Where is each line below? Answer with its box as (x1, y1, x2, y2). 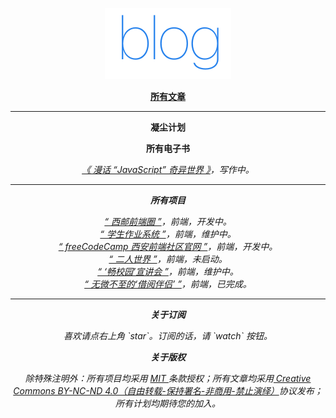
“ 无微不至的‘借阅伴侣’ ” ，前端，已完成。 (84, 278, 252, 290)
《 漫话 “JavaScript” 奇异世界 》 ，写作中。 (81, 164, 255, 175)
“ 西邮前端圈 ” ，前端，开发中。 (104, 216, 232, 227)
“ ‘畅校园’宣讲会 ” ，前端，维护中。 (97, 266, 239, 277)
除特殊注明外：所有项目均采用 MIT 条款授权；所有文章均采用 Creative (24, 373, 312, 384)
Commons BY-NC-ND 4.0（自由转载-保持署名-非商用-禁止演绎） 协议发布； (13, 385, 323, 397)
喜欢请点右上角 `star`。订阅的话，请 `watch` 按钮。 (63, 330, 273, 342)
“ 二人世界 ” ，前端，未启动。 (108, 253, 228, 265)
